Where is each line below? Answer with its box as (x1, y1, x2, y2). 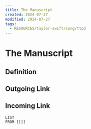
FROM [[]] (5, 119, 26, 124)
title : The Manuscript (5, 7, 52, 13)
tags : (5, 21, 16, 27)
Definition (5, 67, 36, 76)
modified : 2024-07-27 (5, 17, 50, 22)
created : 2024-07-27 (5, 12, 48, 17)
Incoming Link (5, 101, 50, 110)
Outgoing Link (5, 85, 50, 93)
